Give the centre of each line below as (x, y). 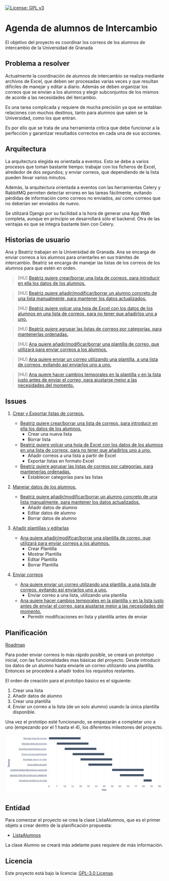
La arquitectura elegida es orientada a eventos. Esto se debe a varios (77, 161)
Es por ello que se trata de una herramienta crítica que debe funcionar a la (82, 128)
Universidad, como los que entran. (41, 118)
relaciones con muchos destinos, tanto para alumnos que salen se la (76, 112)
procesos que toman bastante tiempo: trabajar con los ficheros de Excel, (81, 167)
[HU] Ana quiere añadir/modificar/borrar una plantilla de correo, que (88, 344)
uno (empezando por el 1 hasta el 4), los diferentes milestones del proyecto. (84, 727)
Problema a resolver (37, 64)
